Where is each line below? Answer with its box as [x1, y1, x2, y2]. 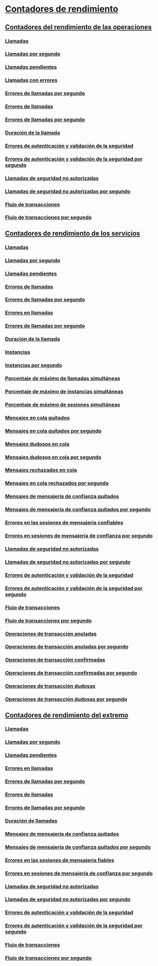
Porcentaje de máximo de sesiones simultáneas [5, 401, 121, 408]
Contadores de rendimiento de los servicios [5, 229, 140, 238]
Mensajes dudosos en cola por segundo [5, 454, 102, 461]
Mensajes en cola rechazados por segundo [5, 480, 109, 487]
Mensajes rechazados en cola [5, 467, 77, 474]
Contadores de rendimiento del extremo [5, 711, 129, 719]
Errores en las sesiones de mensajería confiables [5, 519, 123, 526]
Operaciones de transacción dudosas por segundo [5, 696, 127, 703]
